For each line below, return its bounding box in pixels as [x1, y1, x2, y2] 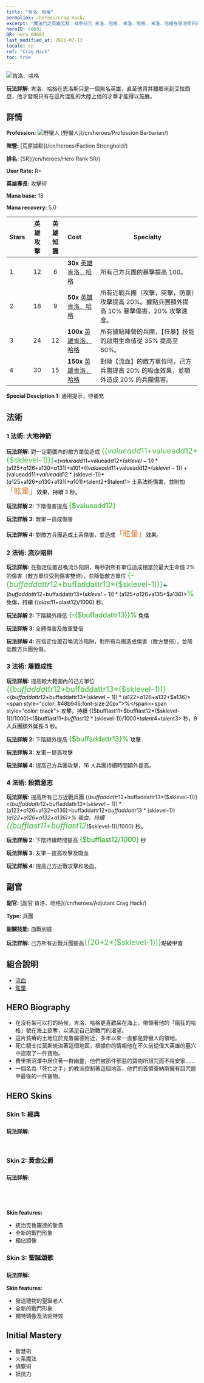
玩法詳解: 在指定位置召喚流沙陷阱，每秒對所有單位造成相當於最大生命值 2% [6, 564, 195, 571]
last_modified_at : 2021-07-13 [6, 37, 83, 43]
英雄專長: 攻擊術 [6, 180, 47, 187]
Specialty [133, 233, 162, 242]
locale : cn [6, 43, 34, 49]
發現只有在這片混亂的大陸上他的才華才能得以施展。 [27, 92, 155, 99]
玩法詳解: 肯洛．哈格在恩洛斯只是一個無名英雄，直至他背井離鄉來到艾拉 [6, 85, 185, 92]
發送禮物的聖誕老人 [15, 1297, 64, 1304]
